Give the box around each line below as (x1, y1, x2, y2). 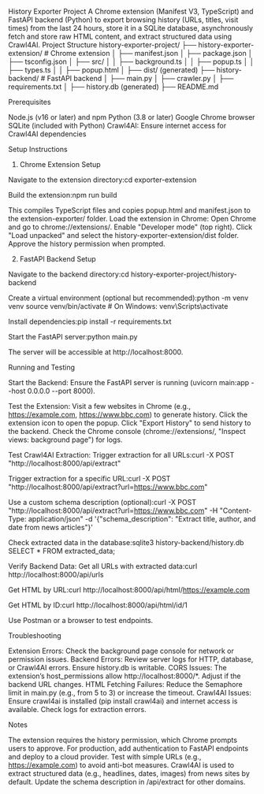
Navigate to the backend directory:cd (8, 269, 130, 279)
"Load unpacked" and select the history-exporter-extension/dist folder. (8, 231, 239, 239)
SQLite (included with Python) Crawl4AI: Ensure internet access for (8, 121, 227, 130)
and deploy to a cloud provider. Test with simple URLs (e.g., (8, 752, 202, 761)
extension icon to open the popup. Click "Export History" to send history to (8, 418, 251, 428)
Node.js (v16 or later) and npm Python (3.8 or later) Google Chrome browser (8, 113, 255, 121)
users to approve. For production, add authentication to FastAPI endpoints (8, 744, 249, 753)
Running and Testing (8, 362, 75, 372)
